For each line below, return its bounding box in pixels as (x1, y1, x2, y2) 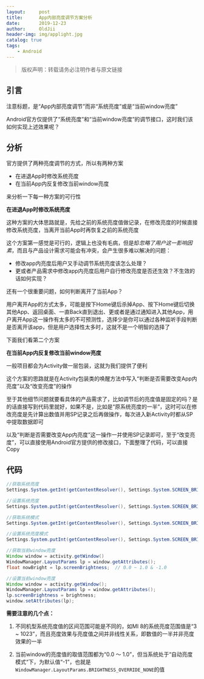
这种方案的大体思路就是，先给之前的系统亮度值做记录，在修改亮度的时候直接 (6, 219, 198, 226)
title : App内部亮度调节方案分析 (6, 15, 93, 21)
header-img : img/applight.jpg (6, 32, 83, 38)
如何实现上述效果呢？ (6, 123, 59, 130)
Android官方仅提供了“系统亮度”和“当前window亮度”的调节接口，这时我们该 (6, 115, 193, 123)
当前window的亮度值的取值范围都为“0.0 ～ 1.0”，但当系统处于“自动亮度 (15, 650, 193, 658)
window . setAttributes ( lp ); (6, 598, 75, 604)
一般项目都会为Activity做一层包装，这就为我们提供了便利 (6, 362, 148, 370)
